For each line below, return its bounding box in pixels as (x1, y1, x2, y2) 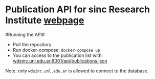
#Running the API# (5, 31, 45, 37)
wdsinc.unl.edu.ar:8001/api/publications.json (12, 57, 107, 64)
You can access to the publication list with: (12, 52, 103, 58)
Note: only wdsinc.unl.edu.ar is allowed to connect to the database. (5, 68, 149, 74)
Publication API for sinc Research (5, 4, 150, 15)
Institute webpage (5, 14, 84, 26)
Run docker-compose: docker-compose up (12, 47, 100, 53)
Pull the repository (12, 41, 52, 47)
